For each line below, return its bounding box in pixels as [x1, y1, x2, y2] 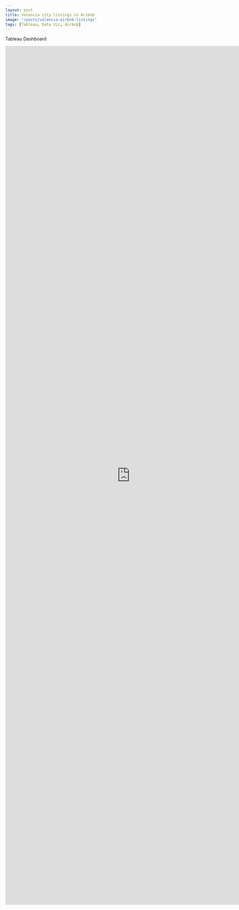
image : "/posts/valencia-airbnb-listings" [5, 17, 97, 22]
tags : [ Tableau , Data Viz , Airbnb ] [5, 22, 81, 27]
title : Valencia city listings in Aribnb [5, 12, 95, 17]
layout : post [5, 7, 33, 13]
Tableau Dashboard [5, 36, 47, 42]
